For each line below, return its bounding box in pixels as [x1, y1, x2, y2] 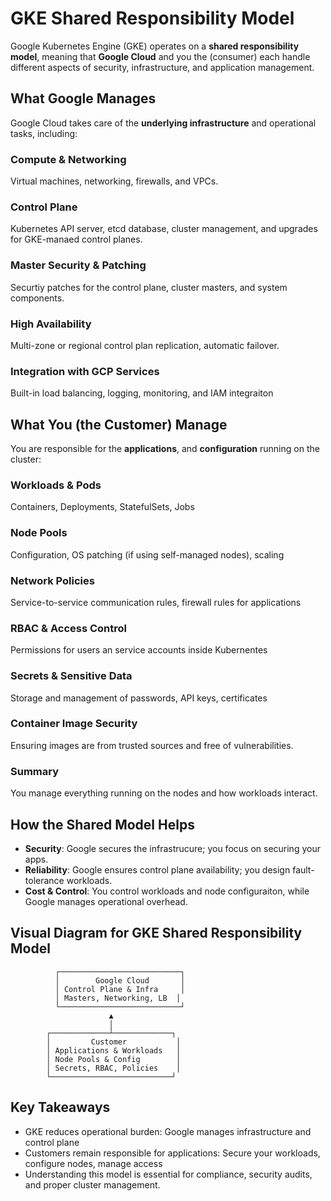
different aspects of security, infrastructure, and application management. [10, 61, 315, 73]
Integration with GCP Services [10, 364, 160, 378]
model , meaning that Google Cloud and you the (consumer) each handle [10, 50, 311, 62]
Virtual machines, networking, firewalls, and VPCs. [10, 175, 219, 187]
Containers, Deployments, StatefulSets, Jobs [10, 501, 195, 513]
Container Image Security [10, 717, 138, 731]
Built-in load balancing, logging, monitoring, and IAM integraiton [10, 387, 274, 399]
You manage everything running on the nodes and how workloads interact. [10, 787, 318, 799]
